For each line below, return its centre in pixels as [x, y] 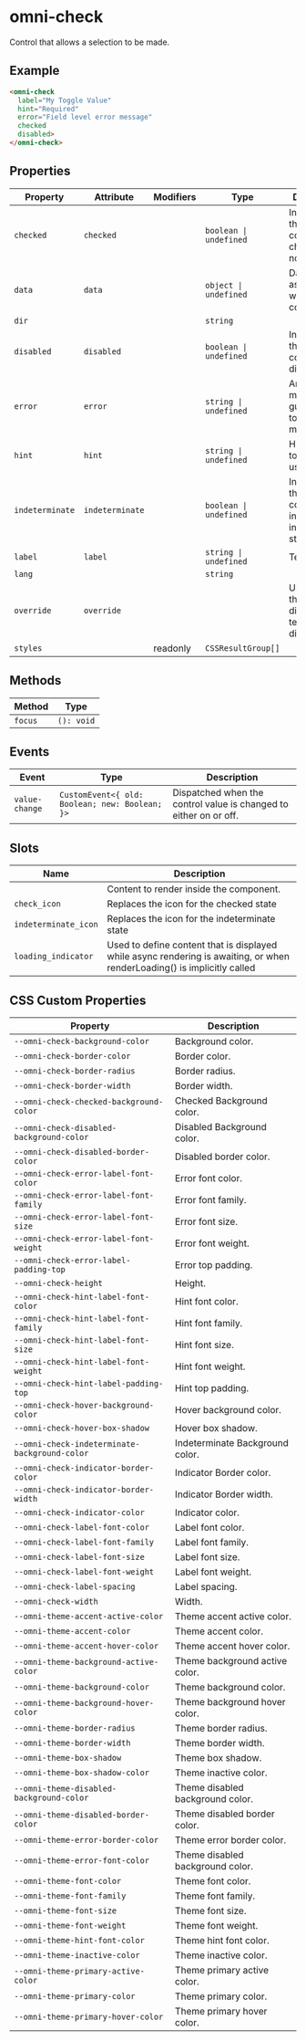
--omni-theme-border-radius [75, 1728]
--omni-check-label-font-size [80, 1557]
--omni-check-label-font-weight [84, 1571]
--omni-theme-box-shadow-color [82, 1772]
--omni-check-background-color [82, 1041]
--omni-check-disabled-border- [82, 1151]
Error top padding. [214, 1264]
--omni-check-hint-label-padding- [89, 1383]
